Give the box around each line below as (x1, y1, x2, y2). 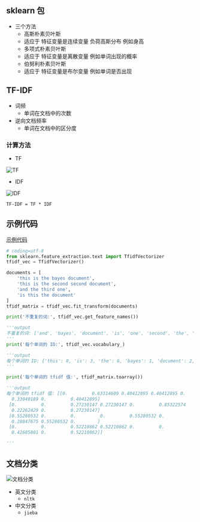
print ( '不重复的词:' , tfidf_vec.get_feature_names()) (6, 314, 139, 320)
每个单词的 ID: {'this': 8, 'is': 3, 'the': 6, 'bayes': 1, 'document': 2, (6, 358, 195, 364)
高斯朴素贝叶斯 (23, 30, 61, 37)
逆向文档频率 (14, 117, 47, 124)
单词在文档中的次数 (23, 110, 72, 117)
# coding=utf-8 (6, 248, 44, 254)
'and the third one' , (17, 286, 71, 292)
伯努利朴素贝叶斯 (23, 60, 66, 67)
